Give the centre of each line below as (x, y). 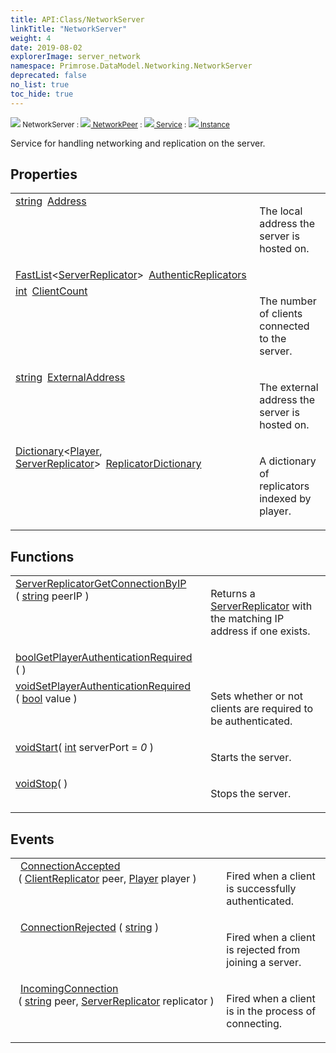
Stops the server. (251, 794)
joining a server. (264, 963)
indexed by (285, 499)
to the (273, 339)
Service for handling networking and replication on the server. (138, 143)
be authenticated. (251, 721)
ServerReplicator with (261, 606)
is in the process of (271, 1011)
